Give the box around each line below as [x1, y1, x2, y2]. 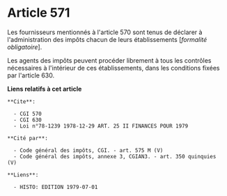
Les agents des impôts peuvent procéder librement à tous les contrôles [7, 56, 212, 64]
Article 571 [7, 5, 70, 21]
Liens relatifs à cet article [7, 84, 82, 93]
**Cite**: [7, 98, 36, 105]
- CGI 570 [13, 110, 42, 117]
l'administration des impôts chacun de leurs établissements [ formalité [7, 35, 208, 43]
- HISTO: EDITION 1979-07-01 [13, 183, 98, 190]
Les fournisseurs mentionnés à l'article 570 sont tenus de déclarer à [7, 28, 203, 36]
